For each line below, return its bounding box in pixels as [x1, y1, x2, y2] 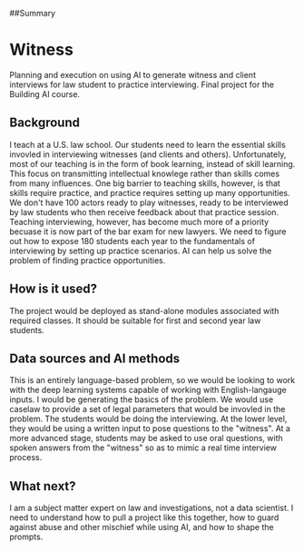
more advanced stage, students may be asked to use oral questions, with [9, 433, 283, 444]
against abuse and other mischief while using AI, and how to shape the [9, 522, 274, 533]
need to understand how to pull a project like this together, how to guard [9, 512, 279, 523]
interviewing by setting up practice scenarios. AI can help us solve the [9, 245, 272, 256]
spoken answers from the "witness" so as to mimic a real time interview [9, 442, 277, 453]
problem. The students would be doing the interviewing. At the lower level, [9, 413, 288, 425]
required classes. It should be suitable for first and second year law [9, 315, 261, 326]
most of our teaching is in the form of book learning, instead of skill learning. [9, 158, 296, 169]
